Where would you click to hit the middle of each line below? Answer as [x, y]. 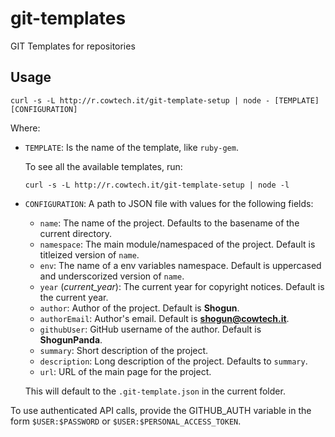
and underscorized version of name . [112, 276]
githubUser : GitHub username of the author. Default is [150, 329]
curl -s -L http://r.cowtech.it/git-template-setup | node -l [157, 185]
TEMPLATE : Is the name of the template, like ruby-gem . [131, 147]
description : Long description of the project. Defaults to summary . [173, 361]
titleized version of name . [89, 254]
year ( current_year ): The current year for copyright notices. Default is [182, 286]
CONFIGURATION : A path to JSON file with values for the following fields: [169, 203]
